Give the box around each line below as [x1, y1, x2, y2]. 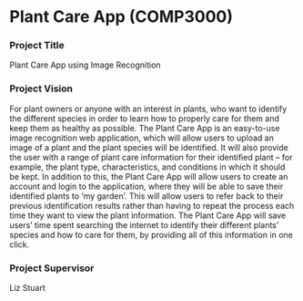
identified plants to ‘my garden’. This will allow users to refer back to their [9, 190, 284, 202]
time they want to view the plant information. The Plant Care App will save [9, 210, 287, 221]
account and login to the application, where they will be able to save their [9, 181, 284, 192]
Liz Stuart [9, 283, 45, 294]
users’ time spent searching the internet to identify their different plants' [9, 219, 279, 230]
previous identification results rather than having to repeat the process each [9, 200, 295, 211]
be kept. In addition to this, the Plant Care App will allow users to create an [9, 171, 288, 182]
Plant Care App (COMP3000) [9, 6, 234, 27]
